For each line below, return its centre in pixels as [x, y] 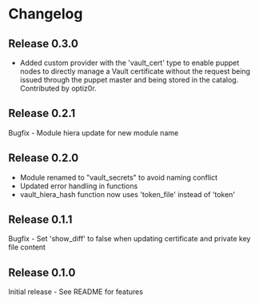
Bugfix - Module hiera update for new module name [94, 132]
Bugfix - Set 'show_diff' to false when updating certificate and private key [129, 239]
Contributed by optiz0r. [58, 88]
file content [27, 247]
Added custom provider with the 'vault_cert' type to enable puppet [129, 63]
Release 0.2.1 [42, 113]
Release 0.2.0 [44, 158]
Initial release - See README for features [76, 292]
